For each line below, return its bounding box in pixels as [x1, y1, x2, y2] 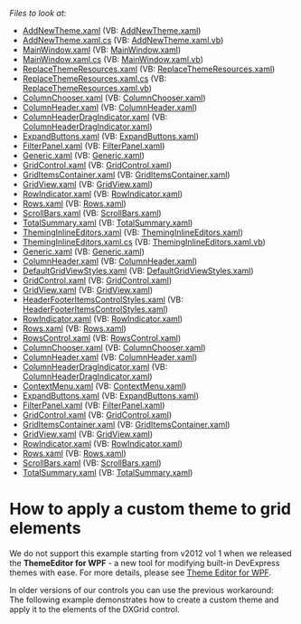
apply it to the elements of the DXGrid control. [9, 603, 181, 614]
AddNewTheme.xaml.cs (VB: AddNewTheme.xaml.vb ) [22, 35, 224, 45]
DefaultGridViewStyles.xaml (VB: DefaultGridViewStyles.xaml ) [22, 266, 255, 276]
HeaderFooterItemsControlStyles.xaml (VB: [22, 294, 183, 305]
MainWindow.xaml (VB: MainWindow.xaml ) [22, 44, 182, 55]
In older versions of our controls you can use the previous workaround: [9, 584, 274, 595]
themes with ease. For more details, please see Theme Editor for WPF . [9, 567, 272, 578]
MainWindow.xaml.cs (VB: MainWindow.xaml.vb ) [22, 54, 204, 64]
